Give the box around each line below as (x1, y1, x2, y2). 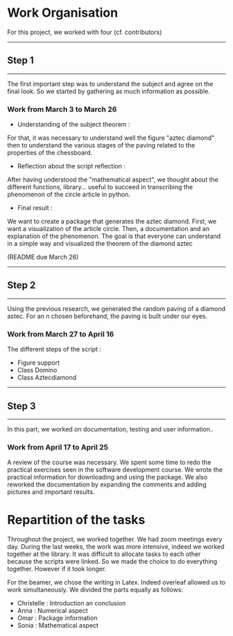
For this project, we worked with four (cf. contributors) (7, 28, 162, 36)
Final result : (17, 204, 53, 212)
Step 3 (7, 400, 36, 412)
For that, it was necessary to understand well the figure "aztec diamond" (7, 134, 215, 142)
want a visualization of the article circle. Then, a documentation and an (7, 225, 210, 233)
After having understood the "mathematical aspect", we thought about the (7, 175, 218, 184)
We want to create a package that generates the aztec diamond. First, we (7, 217, 217, 225)
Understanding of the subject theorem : (17, 120, 130, 129)
